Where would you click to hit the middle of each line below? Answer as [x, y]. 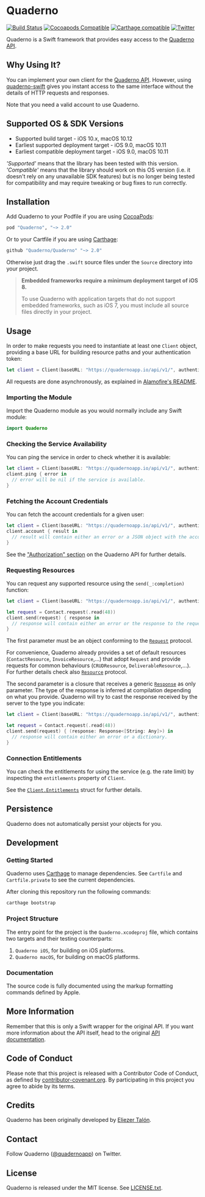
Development [33, 843]
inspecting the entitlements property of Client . [66, 778]
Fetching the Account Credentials [57, 501]
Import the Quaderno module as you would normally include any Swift [94, 411]
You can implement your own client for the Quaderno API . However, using [99, 79]
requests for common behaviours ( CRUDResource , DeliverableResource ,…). [99, 665]
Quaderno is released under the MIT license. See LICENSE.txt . [85, 1187]
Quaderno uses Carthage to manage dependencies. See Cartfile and [94, 873]
